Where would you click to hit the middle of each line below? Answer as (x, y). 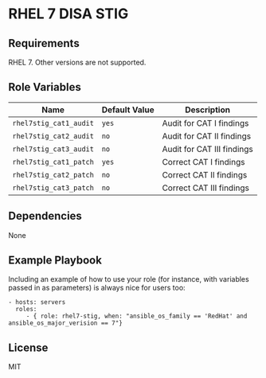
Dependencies (45, 216)
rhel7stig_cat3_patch (53, 187)
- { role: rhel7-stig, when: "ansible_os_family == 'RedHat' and (137, 316)
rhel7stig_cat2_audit (53, 136)
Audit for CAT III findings (207, 149)
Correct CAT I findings (203, 162)
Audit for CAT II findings (207, 136)
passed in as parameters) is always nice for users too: (97, 288)
